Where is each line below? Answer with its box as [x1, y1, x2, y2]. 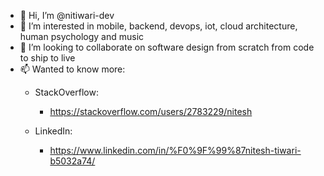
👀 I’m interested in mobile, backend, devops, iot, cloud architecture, [19, 20, 298, 32]
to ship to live [19, 52, 76, 64]
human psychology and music [19, 31, 145, 42]
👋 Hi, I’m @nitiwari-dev [19, 10, 115, 21]
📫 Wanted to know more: [19, 63, 126, 75]
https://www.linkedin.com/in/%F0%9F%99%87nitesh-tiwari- [49, 145, 302, 156]
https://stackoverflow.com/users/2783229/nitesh [49, 106, 253, 117]
